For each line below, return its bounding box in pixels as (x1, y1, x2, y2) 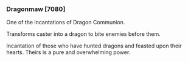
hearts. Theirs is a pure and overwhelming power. (6, 49, 131, 56)
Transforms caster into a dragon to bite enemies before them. (6, 30, 161, 38)
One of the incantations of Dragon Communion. (6, 19, 125, 26)
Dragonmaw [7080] (6, 5, 66, 13)
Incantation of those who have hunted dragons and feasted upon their (6, 42, 182, 50)
